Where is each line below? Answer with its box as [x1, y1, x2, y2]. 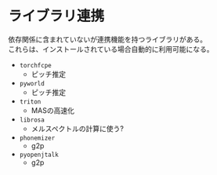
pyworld [19, 79, 45, 87]
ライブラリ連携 [8, 7, 105, 25]
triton [19, 97, 42, 106]
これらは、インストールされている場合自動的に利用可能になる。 [8, 44, 214, 53]
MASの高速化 [31, 105, 74, 115]
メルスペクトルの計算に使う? [31, 123, 124, 133]
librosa [19, 115, 45, 124]
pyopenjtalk [19, 151, 59, 159]
